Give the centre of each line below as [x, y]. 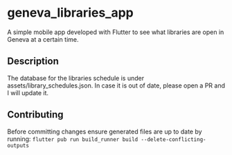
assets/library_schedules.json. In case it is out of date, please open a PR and [116, 85]
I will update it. [28, 92]
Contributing [35, 115]
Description [33, 62]
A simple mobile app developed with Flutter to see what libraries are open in [116, 32]
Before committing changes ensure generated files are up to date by [105, 131]
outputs [18, 145]
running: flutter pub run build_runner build [73, 139]
